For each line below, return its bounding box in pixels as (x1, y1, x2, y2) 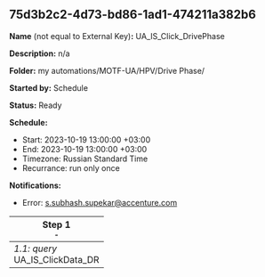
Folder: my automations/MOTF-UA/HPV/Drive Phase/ (9, 65, 205, 76)
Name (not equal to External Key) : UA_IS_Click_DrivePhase (9, 30, 225, 41)
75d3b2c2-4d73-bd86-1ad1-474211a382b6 (9, 7, 256, 22)
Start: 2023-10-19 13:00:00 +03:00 (21, 134, 151, 145)
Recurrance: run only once (21, 162, 120, 173)
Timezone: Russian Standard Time (21, 153, 149, 164)
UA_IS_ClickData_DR (13, 253, 100, 265)
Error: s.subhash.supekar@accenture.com (21, 197, 178, 208)
